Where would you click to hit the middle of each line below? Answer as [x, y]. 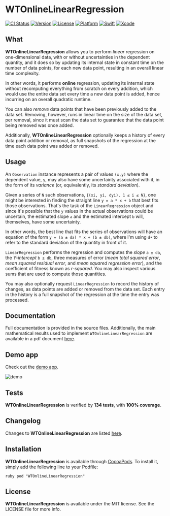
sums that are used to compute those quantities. [56, 274]
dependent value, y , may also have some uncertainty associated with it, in [82, 179]
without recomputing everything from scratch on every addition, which [79, 88]
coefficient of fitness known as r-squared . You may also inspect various [80, 268]
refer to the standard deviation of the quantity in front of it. [66, 242]
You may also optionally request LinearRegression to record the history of [82, 283]
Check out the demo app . [32, 367]
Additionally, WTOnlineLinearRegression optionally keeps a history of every [85, 135]
